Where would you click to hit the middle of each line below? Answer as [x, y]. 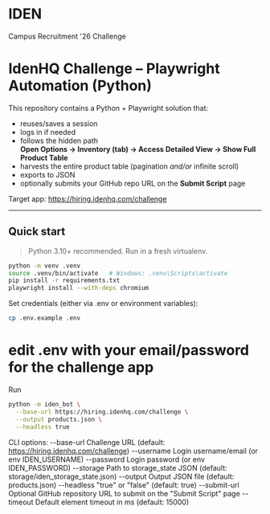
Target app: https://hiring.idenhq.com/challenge [88, 198]
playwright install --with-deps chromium [79, 288]
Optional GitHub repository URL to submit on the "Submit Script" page [125, 493]
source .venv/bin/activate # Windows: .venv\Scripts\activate [118, 273]
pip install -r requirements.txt [64, 281]
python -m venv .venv [45, 266]
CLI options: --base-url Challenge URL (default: [87, 442]
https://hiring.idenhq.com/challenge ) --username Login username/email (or [133, 451]
